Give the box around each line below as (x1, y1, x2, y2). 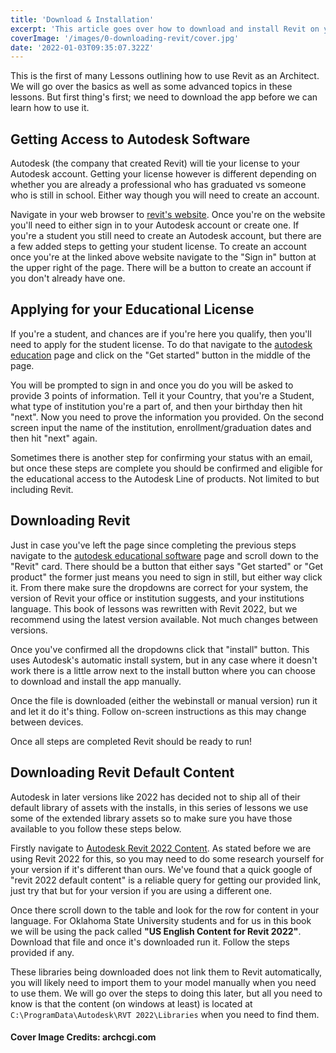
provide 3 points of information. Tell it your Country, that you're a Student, (10, 389, 315, 401)
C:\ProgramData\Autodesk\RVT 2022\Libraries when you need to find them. (10, 1008, 320, 1020)
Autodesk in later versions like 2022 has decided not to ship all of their (10, 791, 301, 803)
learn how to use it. (10, 102, 90, 114)
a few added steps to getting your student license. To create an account (10, 241, 307, 253)
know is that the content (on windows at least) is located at (10, 997, 253, 1010)
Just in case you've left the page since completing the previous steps (10, 539, 297, 551)
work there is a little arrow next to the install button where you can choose (10, 664, 316, 676)
